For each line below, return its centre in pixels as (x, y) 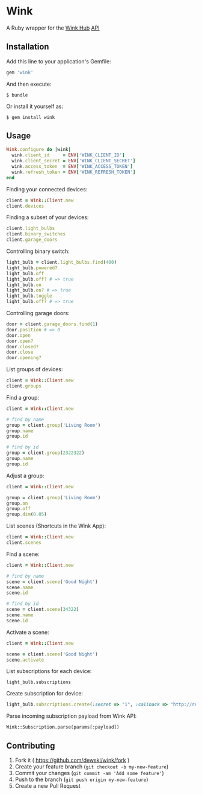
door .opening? (24, 358)
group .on (17, 503)
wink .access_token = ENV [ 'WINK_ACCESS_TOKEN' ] (72, 167)
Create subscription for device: (44, 694)
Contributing (31, 746)
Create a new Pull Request (48, 786)
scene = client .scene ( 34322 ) (43, 610)
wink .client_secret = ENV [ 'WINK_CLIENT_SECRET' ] (74, 161)
